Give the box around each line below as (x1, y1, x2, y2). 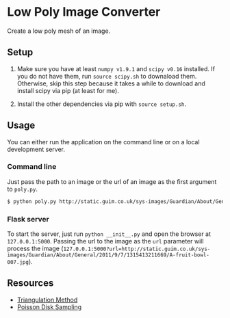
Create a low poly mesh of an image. (7, 27, 111, 35)
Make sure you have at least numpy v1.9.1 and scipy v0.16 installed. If (16, 64, 216, 72)
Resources (7, 278, 54, 289)
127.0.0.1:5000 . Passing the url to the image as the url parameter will (7, 237, 204, 246)
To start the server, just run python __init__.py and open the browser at (7, 230, 211, 238)
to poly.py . (7, 185, 38, 193)
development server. (7, 145, 66, 153)
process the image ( (7, 244, 64, 253)
